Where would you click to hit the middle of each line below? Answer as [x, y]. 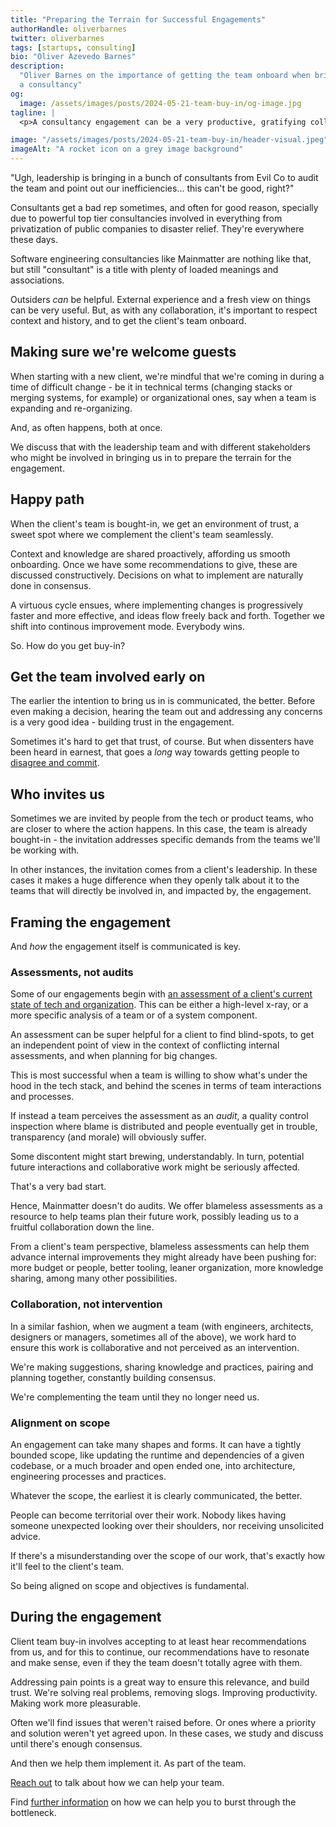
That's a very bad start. [58, 1187]
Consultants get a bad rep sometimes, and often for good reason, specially [164, 207]
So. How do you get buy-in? [68, 645]
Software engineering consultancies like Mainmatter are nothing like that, [161, 259]
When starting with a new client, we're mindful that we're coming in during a [167, 376]
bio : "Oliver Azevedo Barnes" [73, 57]
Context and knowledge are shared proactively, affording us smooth [150, 553]
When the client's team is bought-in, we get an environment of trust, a [155, 523]
